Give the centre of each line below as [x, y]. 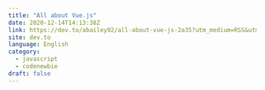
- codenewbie [37, 67]
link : [17, 30]
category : [24, 52]
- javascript [37, 59]
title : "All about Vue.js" [52, 15]
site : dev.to [30, 37]
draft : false [30, 74]
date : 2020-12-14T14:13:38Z [54, 23]
